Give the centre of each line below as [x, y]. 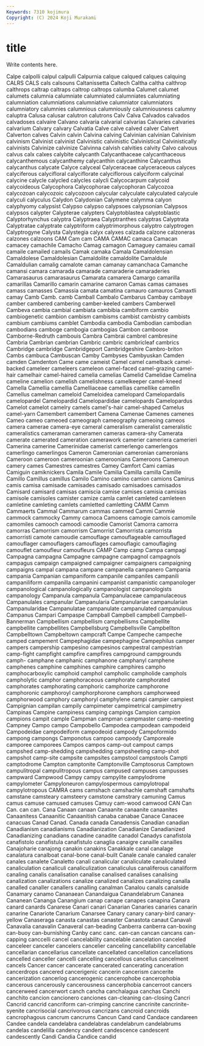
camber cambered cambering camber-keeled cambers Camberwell [91, 303]
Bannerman [21, 622]
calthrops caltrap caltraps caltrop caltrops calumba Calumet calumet [93, 90]
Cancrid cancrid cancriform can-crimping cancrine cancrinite [83, 1004]
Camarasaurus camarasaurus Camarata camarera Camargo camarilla [93, 278]
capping [17, 939]
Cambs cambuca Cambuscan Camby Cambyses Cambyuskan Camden [95, 355]
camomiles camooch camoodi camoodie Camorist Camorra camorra [92, 524]
